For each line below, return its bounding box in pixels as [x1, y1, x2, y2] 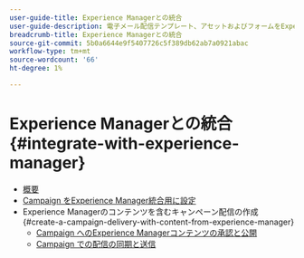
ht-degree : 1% [9, 64, 63, 73]
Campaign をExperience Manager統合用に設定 [22, 195, 196, 205]
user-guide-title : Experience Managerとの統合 [9, 13, 183, 23]
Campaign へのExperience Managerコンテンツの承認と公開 [35, 227, 258, 238]
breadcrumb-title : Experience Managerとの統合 [9, 30, 183, 39]
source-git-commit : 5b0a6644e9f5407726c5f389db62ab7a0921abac [9, 38, 249, 48]
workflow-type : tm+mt [9, 47, 91, 56]
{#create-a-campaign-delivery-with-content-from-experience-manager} [22, 216, 295, 227]
